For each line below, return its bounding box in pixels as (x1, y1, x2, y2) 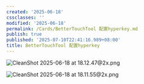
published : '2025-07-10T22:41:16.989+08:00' (6, 37, 121, 43)
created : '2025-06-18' (6, 8, 64, 15)
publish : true (6, 31, 43, 37)
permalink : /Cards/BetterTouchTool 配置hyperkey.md (6, 25, 138, 32)
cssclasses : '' (6, 15, 45, 21)
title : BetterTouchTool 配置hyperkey (6, 43, 100, 49)
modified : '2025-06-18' (6, 20, 67, 26)
